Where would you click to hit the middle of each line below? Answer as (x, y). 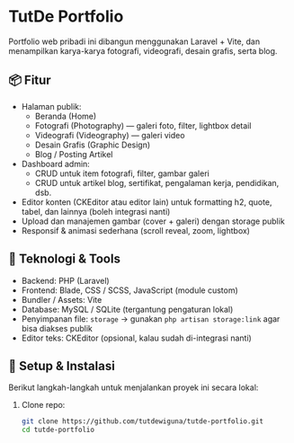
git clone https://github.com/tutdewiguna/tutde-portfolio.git (143, 421)
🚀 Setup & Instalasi (62, 366)
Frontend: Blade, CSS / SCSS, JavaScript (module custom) (130, 290)
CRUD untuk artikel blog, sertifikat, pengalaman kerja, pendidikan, (157, 182)
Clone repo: (43, 405)
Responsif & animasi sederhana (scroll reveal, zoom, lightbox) (136, 230)
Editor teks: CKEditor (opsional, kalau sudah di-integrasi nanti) (137, 338)
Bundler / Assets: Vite (62, 299)
